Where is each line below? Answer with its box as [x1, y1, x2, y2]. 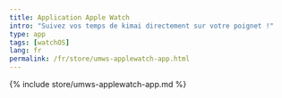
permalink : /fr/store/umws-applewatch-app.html [9, 54, 191, 63]
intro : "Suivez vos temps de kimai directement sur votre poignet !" [9, 21, 275, 30]
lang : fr [9, 46, 42, 55]
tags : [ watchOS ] [9, 37, 70, 47]
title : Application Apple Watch [9, 12, 130, 22]
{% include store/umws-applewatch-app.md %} [9, 79, 187, 89]
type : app [9, 29, 47, 38]
